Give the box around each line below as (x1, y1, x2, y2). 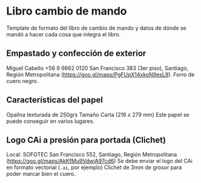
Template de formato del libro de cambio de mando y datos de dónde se (6, 24, 186, 32)
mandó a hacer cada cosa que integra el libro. (6, 30, 121, 38)
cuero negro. (6, 77, 39, 84)
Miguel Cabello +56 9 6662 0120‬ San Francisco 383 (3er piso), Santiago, (6, 64, 189, 72)
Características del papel (6, 95, 103, 105)
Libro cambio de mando (6, 4, 127, 18)
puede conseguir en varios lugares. (6, 117, 95, 125)
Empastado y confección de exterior (6, 48, 147, 59)
